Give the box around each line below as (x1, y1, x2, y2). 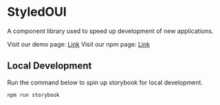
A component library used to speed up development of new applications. (7, 27, 214, 35)
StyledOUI (7, 4, 67, 20)
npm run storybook (7, 91, 60, 98)
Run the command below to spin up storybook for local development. (7, 78, 203, 86)
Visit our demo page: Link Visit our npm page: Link (7, 40, 150, 48)
